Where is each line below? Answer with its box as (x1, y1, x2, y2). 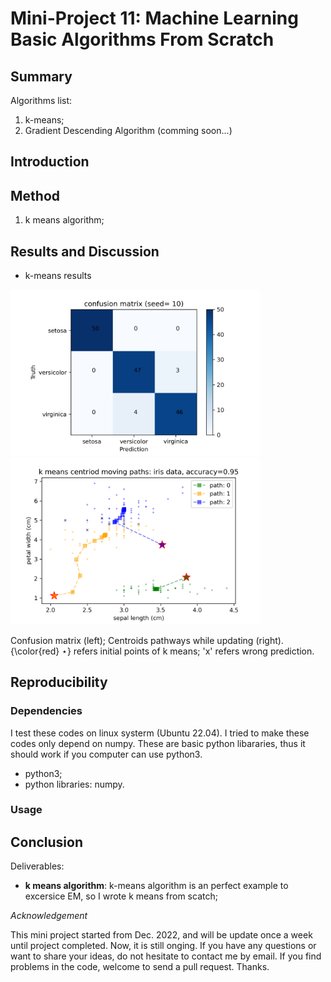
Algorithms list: (10, 95, 73, 106)
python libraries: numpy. (24, 778, 125, 790)
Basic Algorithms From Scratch (10, 28, 275, 51)
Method (10, 187, 61, 204)
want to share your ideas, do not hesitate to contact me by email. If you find (10, 950, 322, 962)
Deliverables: (10, 860, 65, 872)
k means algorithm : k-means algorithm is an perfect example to (24, 880, 289, 892)
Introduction (10, 153, 90, 171)
